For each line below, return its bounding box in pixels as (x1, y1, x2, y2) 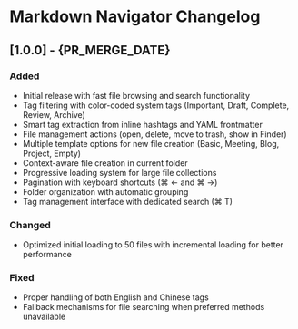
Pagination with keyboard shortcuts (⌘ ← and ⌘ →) (22, 177, 218, 188)
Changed (9, 218, 52, 231)
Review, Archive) (22, 109, 86, 120)
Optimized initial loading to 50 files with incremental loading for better (22, 239, 284, 250)
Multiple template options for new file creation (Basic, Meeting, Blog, (22, 138, 280, 149)
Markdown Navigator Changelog (9, 6, 261, 27)
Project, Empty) (22, 148, 82, 159)
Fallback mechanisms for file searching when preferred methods (22, 302, 265, 313)
